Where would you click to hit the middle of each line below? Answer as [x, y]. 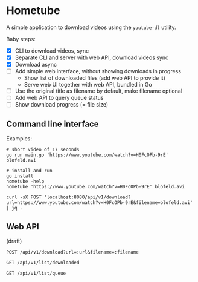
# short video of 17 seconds [43, 150]
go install [20, 176]
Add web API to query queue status [59, 98]
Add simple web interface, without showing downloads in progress [98, 71]
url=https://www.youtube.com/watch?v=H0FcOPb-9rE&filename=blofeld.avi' [100, 203]
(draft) [14, 241]
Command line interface [53, 124]
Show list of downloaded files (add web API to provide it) [95, 78]
